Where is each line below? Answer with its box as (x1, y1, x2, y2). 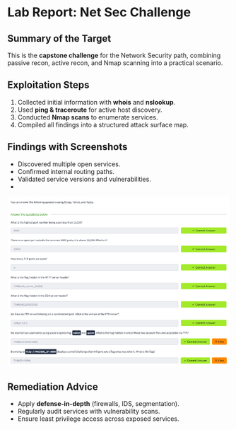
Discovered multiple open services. (17, 160, 121, 168)
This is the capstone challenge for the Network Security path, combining (7, 51, 221, 59)
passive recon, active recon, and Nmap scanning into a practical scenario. (7, 59, 223, 67)
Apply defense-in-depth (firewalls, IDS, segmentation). (17, 399, 179, 407)
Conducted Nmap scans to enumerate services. (17, 112, 158, 121)
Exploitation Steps (7, 79, 90, 91)
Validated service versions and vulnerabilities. (17, 175, 152, 183)
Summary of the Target (7, 33, 112, 45)
